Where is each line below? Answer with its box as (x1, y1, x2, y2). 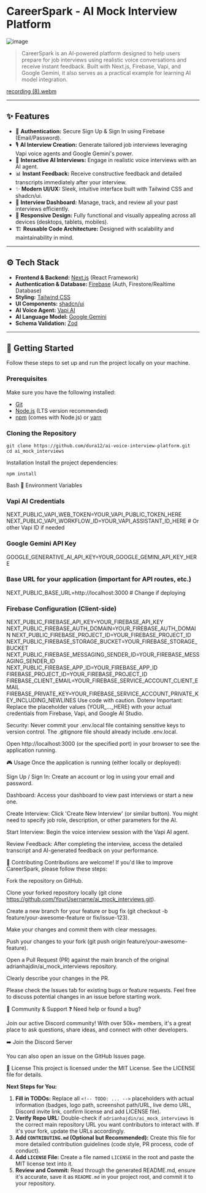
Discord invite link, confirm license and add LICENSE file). (15, 1108, 161, 1116)
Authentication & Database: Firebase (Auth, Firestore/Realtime (15, 280, 176, 287)
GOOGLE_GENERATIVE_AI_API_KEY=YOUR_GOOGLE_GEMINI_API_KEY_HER (6, 553, 197, 560)
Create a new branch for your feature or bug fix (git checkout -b (6, 907, 168, 915)
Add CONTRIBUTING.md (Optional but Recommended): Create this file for (15, 1134, 196, 1141)
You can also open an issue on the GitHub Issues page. (6, 1052, 146, 1060)
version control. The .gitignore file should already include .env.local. (6, 728, 178, 735)
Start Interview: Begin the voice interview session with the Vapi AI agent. (6, 828, 189, 836)
